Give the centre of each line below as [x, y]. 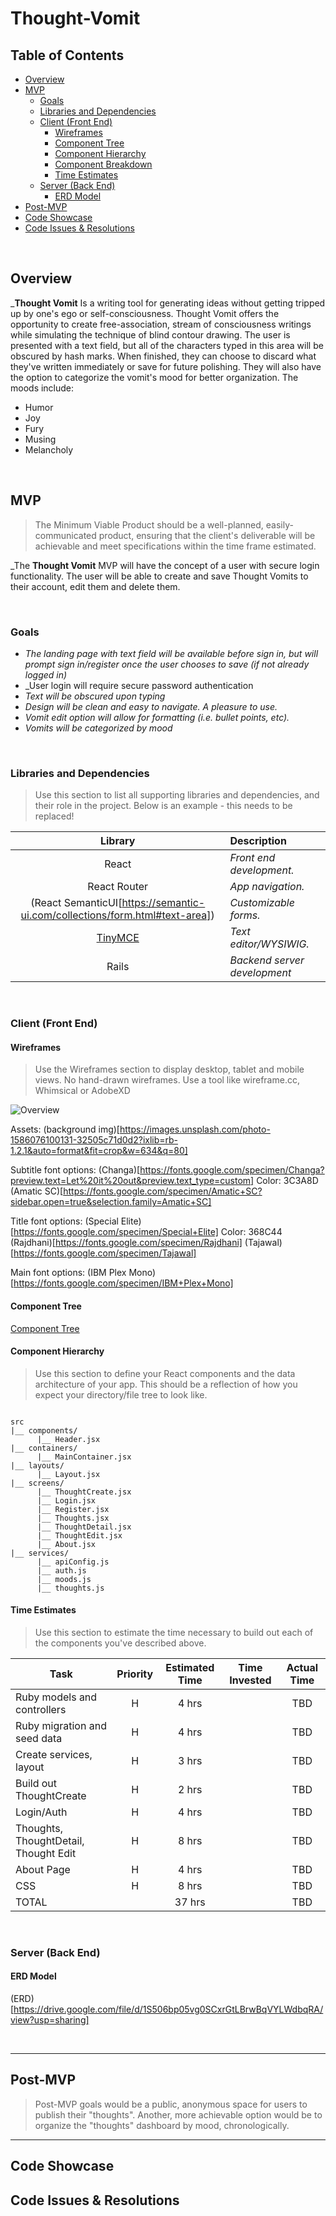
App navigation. [267, 887]
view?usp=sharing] [50, 2020]
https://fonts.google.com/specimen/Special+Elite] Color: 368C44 [148, 1232]
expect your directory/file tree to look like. [121, 1394]
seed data [39, 1738]
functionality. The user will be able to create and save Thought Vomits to [159, 576]
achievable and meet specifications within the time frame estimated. [175, 546]
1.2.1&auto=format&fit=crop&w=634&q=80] [99, 1151]
